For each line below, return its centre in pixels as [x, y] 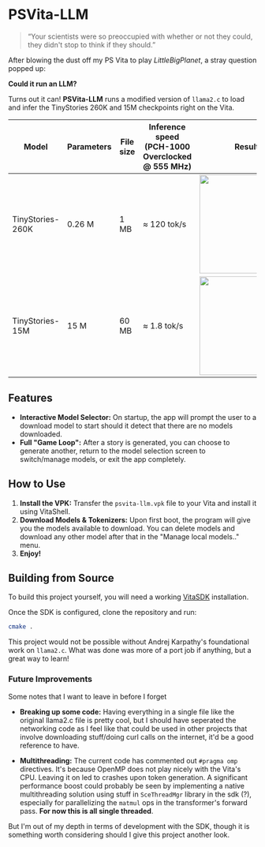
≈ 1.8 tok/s [163, 325]
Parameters [89, 146]
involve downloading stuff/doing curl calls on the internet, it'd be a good [136, 736]
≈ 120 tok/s [165, 224]
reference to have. [49, 745]
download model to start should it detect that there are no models [126, 425]
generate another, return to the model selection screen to [113, 451]
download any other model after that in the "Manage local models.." [129, 536]
